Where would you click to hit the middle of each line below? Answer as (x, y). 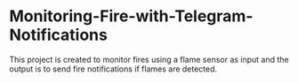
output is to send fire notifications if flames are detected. (113, 69)
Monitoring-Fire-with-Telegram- (131, 16)
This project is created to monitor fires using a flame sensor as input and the (149, 59)
